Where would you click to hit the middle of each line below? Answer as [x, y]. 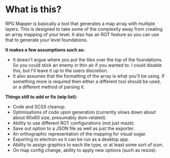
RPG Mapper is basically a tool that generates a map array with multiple [80, 24]
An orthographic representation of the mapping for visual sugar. [79, 133]
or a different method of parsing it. [49, 87]
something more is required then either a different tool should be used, [87, 81]
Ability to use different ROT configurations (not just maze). [74, 123]
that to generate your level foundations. [47, 40]
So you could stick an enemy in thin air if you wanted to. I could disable [87, 65]
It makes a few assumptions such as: [45, 50]
